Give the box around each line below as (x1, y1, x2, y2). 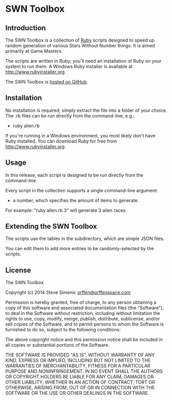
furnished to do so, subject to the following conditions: (5, 327, 121, 333)
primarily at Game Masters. (5, 48, 63, 54)
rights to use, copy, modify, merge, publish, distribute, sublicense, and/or (5, 316, 160, 322)
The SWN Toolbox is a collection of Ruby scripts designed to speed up (5, 37, 155, 43)
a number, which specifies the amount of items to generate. (12, 197, 139, 203)
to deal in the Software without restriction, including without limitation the (5, 310, 160, 316)
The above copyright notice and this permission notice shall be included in (5, 336, 163, 343)
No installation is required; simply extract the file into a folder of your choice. (5, 107, 167, 113)
